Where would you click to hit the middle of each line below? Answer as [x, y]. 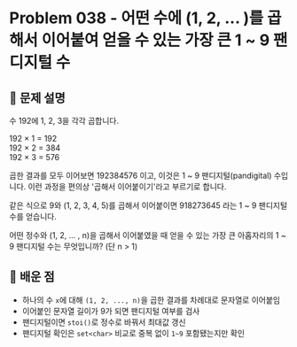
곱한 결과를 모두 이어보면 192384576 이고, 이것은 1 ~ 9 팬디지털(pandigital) [141, 175]
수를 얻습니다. [33, 216]
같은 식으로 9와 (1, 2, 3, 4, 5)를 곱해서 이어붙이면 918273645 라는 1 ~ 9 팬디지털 [148, 205]
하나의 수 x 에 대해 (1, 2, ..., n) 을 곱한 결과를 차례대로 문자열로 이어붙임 [151, 300]
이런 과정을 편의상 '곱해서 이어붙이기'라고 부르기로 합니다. [127, 186]
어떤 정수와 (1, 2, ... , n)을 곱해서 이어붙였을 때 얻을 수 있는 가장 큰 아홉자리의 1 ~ [148, 235]
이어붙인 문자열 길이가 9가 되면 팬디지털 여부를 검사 [111, 311]
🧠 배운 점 [32, 277]
